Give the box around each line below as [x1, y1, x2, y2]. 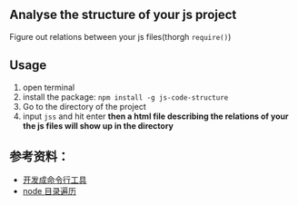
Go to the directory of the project [22, 101, 147, 112]
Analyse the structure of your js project [9, 7, 237, 23]
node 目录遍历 [22, 186, 77, 197]
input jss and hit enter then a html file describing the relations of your [22, 111, 289, 122]
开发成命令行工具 [22, 174, 87, 185]
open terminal [22, 82, 75, 93]
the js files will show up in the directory [22, 120, 174, 131]
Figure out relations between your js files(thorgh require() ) [9, 31, 232, 42]
